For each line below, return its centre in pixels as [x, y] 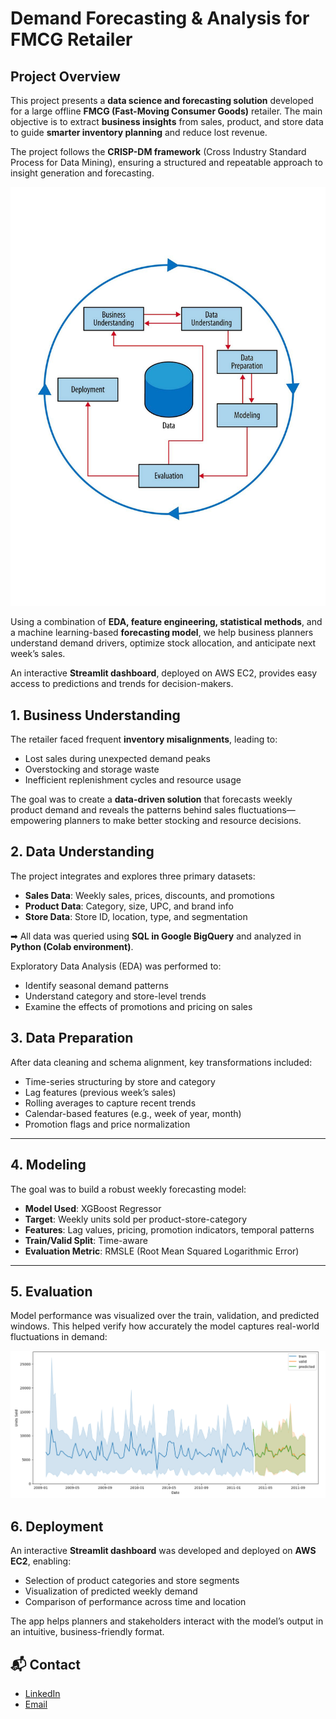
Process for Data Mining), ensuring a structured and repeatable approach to [166, 162]
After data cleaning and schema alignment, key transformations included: [161, 1062]
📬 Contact [45, 1664]
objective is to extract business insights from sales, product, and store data [167, 121]
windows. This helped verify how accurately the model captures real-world [165, 1326]
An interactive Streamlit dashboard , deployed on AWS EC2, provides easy [164, 673]
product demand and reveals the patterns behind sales [123, 810]
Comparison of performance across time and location [135, 1602]
